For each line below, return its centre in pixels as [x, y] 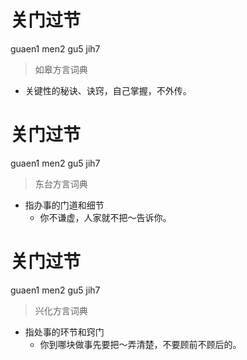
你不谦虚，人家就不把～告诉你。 [105, 217]
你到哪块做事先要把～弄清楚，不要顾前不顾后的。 [140, 344]
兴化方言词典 [61, 310]
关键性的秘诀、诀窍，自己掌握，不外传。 [108, 90]
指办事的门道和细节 [64, 205]
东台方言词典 [61, 183]
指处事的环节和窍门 [64, 332]
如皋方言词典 [61, 69]
